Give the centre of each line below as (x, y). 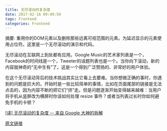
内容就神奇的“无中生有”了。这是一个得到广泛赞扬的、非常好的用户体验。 (79, 67)
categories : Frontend (28, 23)
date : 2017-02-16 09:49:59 (33, 14)
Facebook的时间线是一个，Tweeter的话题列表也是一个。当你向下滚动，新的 (83, 61)
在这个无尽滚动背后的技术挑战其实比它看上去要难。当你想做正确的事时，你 (81, 78)
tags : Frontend (21, 19)
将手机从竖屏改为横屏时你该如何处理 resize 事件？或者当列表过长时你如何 (80, 96)
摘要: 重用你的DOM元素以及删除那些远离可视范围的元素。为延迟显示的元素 (81, 38)
